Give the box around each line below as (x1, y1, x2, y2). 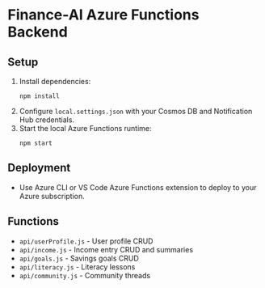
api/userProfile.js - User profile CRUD (19, 236, 154, 246)
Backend (7, 23, 68, 41)
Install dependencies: (19, 77, 91, 86)
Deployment (7, 161, 71, 175)
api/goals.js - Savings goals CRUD (19, 253, 139, 263)
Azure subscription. (19, 191, 86, 201)
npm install (19, 92, 60, 100)
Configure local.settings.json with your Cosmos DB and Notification (19, 107, 253, 116)
